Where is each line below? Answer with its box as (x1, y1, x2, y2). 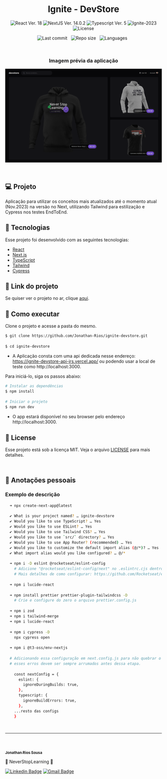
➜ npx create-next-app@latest (9, 503, 72, 508)
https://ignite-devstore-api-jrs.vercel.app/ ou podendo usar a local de (12, 358, 156, 364)
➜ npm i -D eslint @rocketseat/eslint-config (9, 561, 106, 566)
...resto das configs (14, 709, 59, 714)
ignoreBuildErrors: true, (23, 698, 77, 703)
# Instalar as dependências (5, 383, 64, 388)
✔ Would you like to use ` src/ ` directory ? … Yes (9, 535, 114, 540)
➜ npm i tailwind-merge (9, 614, 59, 619)
